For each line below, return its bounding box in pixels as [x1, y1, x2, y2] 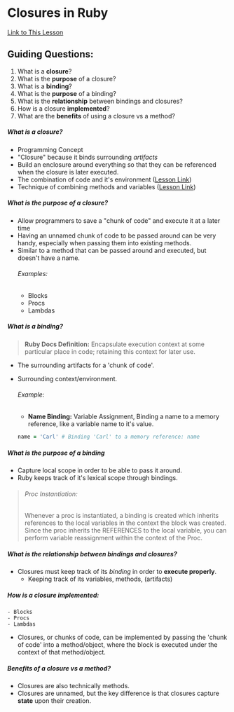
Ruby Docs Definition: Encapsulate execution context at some [24, 340, 205, 348]
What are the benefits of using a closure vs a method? [17, 111, 175, 120]
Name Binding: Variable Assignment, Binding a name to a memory [27, 412, 219, 421]
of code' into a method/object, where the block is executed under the [17, 641, 218, 649]
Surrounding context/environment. [17, 374, 118, 383]
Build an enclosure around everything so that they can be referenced [17, 160, 216, 169]
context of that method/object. [17, 648, 106, 657]
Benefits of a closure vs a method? [7, 664, 111, 672]
